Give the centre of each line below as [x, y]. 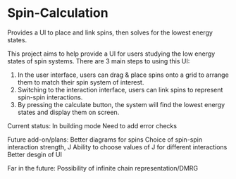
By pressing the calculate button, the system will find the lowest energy [121, 104]
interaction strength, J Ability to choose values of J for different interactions [117, 147]
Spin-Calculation [58, 13]
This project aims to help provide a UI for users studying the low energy [111, 54]
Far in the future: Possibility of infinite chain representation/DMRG [103, 168]
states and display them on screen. [68, 112]
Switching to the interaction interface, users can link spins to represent [120, 89]
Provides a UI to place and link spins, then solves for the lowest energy [110, 32]
